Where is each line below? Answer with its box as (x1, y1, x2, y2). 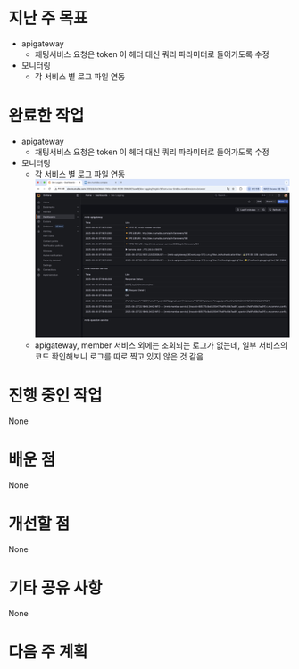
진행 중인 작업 (8, 385, 103, 406)
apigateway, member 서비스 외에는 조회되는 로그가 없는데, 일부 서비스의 (34, 340, 288, 351)
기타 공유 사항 (8, 578, 103, 599)
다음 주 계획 (8, 642, 88, 663)
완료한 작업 (8, 106, 85, 126)
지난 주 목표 (8, 8, 88, 29)
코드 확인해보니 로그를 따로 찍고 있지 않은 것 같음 (34, 351, 204, 362)
